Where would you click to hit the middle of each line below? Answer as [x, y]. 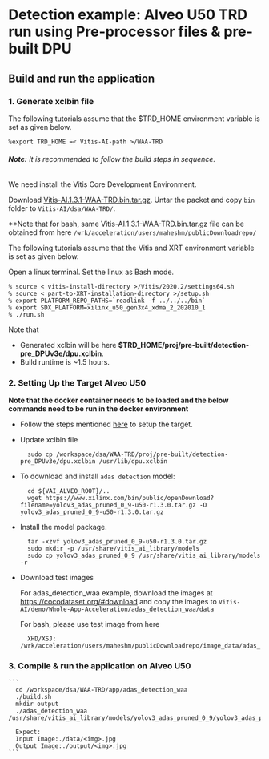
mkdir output [37, 704]
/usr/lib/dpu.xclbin [133, 462]
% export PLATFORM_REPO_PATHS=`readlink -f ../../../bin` [107, 301]
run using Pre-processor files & [114, 32]
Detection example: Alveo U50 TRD [128, 15]
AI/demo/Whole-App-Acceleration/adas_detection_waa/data [117, 610]
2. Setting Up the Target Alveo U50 [77, 383]
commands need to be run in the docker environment [98, 409]
